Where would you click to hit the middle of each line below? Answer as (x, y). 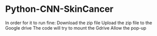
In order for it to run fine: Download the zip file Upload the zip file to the (79, 23)
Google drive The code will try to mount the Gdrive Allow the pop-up (76, 28)
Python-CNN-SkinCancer (59, 9)
